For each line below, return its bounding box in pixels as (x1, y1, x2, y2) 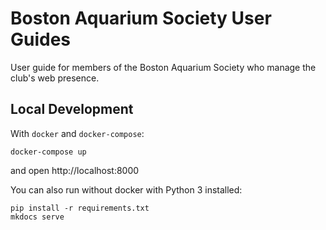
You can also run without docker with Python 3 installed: (10, 183, 243, 196)
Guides (10, 28, 72, 51)
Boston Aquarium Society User (10, 7, 272, 30)
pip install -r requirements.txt (10, 203, 150, 213)
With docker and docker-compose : (10, 127, 145, 139)
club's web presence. (10, 72, 100, 84)
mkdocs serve (10, 212, 65, 222)
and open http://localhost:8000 (10, 164, 140, 176)
